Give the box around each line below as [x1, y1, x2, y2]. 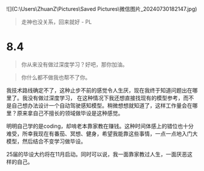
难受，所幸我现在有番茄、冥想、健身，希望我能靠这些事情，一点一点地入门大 [6, 130, 198, 137]
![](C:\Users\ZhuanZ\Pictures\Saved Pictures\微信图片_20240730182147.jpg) [6, 5, 197, 12]
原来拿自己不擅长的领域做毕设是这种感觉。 [16, 109, 123, 117]
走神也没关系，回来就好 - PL [21, 18, 92, 26]
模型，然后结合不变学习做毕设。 [6, 138, 86, 145]
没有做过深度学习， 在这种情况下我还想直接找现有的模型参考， [27, 94, 183, 102]
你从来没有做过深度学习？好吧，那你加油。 [21, 60, 128, 68]
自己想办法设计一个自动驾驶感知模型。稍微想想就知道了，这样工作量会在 [11, 102, 192, 109]
